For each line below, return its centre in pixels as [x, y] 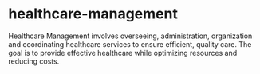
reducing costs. [34, 61]
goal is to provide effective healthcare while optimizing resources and [123, 53]
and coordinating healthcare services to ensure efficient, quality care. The [130, 44]
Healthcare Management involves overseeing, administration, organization [130, 36]
